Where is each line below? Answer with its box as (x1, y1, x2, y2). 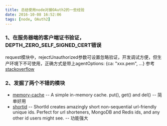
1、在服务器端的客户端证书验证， (5, 34, 85, 41)
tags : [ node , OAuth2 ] (5, 17, 51, 22)
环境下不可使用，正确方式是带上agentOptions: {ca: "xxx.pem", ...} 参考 (9, 60, 155, 66)
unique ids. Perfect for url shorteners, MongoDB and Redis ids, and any (12, 109, 160, 115)
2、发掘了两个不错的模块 (5, 79, 65, 86)
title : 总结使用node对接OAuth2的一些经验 (5, 7, 85, 13)
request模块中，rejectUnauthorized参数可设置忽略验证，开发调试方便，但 (5, 54, 157, 60)
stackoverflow (5, 66, 35, 72)
